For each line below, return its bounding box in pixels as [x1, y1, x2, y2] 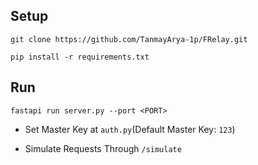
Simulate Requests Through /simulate [24, 142, 182, 154]
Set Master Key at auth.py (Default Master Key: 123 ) [24, 123, 236, 135]
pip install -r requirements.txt [10, 52, 150, 62]
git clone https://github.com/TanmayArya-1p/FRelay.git [10, 34, 248, 44]
